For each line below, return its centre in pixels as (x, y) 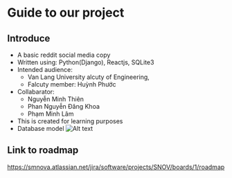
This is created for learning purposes (70, 121)
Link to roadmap (43, 150)
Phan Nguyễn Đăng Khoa (64, 106)
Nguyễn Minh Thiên (56, 99)
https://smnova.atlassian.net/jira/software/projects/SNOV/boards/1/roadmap (116, 167)
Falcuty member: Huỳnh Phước (72, 84)
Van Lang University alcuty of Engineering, (89, 77)
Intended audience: (45, 70)
